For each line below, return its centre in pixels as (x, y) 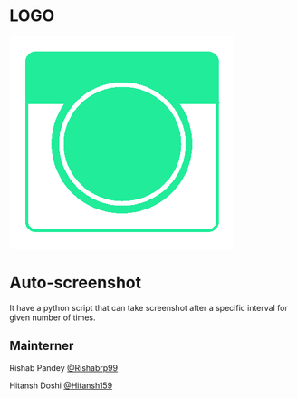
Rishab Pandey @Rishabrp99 (64, 367)
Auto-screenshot (76, 283)
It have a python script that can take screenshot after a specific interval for (148, 307)
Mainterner (42, 346)
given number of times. (53, 317)
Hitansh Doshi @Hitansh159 (61, 385)
